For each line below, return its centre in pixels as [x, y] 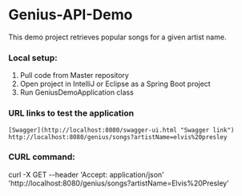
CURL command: [42, 157]
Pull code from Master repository [75, 76]
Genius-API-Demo [71, 15]
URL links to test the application [71, 113]
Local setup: [33, 58]
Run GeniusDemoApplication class [77, 92]
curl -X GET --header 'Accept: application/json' [86, 174]
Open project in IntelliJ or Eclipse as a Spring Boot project [115, 84]
